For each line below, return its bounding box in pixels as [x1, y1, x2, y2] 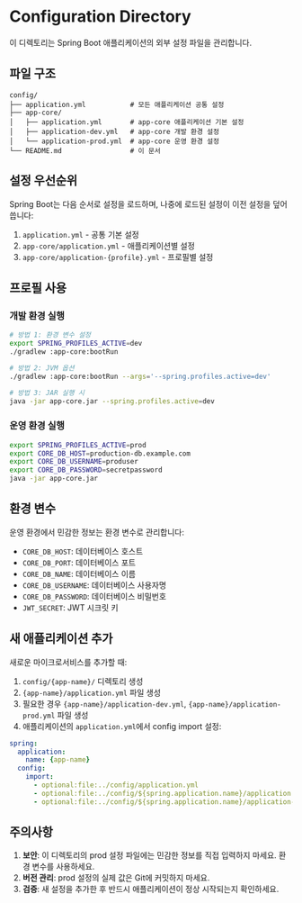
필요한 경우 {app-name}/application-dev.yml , [22, 698, 187, 709]
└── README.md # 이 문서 [9, 146, 162, 155]
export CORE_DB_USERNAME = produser [9, 457, 139, 466]
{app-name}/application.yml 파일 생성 [22, 687, 162, 698]
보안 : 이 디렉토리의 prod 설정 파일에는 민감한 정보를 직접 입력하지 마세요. [22, 850, 277, 861]
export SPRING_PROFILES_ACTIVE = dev [9, 339, 143, 348]
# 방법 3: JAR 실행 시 [9, 388, 85, 397]
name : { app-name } [25, 755, 91, 764]
